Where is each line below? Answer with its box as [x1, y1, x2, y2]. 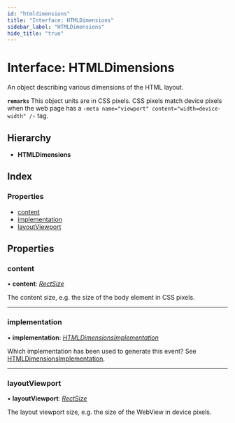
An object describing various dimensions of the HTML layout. [7, 83, 184, 92]
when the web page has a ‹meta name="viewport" [7, 104, 149, 113]
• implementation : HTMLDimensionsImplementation [7, 333, 159, 342]
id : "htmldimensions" [7, 10, 71, 18]
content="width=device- [151, 106, 222, 113]
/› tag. [29, 111, 49, 120]
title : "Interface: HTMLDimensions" [7, 17, 114, 24]
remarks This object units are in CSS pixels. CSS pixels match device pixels [7, 97, 222, 105]
